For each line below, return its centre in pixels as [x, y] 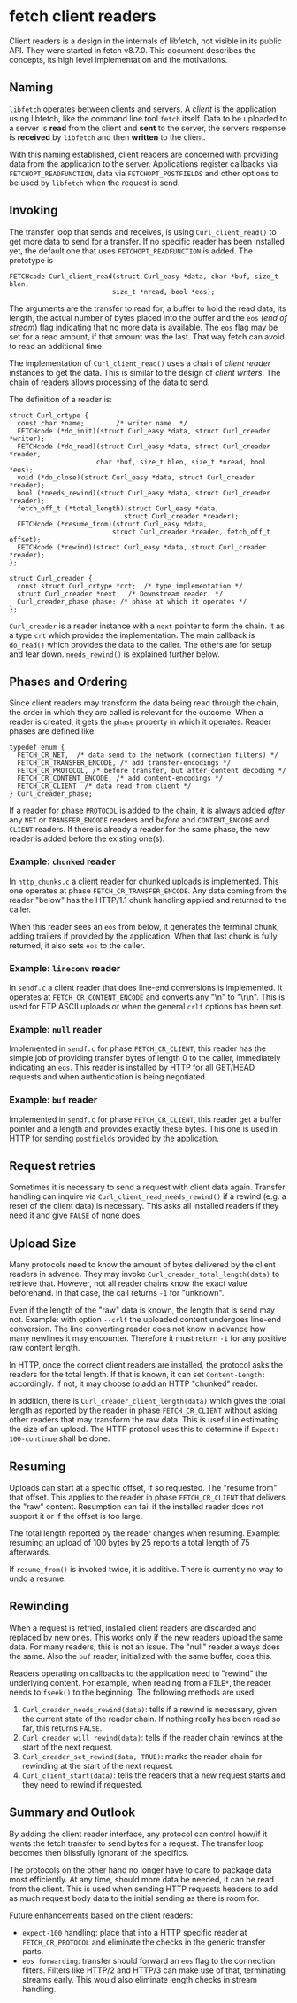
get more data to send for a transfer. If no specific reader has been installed [147, 241]
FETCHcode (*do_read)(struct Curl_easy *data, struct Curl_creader [144, 446]
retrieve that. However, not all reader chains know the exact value [129, 1283]
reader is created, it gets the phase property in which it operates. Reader [141, 722]
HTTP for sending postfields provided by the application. [114, 1138]
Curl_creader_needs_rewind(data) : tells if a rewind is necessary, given [149, 1709]
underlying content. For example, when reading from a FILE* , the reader [141, 1682]
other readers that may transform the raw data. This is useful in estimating [145, 1420]
